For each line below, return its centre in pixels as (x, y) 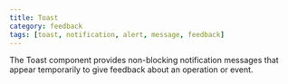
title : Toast (34, 18)
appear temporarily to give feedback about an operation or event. (131, 70)
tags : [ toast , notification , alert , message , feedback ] (117, 34)
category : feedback (46, 26)
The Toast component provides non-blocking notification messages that (144, 61)
